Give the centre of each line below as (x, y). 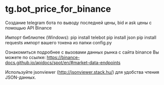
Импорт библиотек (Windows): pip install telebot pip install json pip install (81, 37)
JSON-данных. (20, 77)
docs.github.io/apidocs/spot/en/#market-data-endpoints (63, 62)
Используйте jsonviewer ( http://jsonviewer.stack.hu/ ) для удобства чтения (82, 72)
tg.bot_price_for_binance (58, 9)
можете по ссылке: (25, 57)
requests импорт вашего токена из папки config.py (59, 42)
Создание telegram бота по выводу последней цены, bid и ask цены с (79, 23)
